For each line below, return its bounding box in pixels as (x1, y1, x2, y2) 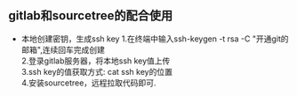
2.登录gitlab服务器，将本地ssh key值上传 (20, 55, 171, 66)
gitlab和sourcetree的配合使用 (8, 8, 173, 24)
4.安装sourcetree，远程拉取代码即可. (20, 78, 157, 88)
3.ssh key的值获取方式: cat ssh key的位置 (20, 66, 173, 77)
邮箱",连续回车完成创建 (20, 44, 106, 55)
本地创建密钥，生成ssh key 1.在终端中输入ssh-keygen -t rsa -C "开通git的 (20, 33, 289, 44)
